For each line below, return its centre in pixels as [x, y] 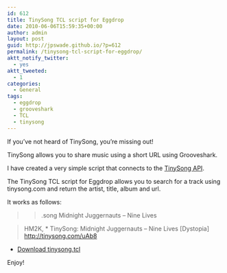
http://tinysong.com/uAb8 [60, 236]
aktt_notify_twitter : [38, 58]
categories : [24, 84]
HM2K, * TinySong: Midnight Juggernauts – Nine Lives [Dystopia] [117, 228]
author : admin [27, 33]
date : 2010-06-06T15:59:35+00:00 [55, 26]
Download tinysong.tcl [49, 249]
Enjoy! [16, 262]
